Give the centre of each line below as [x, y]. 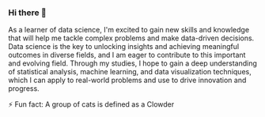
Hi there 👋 [28, 13]
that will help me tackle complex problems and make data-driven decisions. [131, 38]
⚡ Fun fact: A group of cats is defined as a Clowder [91, 104]
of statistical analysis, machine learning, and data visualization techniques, [130, 72]
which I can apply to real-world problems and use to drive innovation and [127, 80]
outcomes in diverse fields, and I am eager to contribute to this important [127, 55]
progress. [24, 89]
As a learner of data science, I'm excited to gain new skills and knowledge [129, 30]
